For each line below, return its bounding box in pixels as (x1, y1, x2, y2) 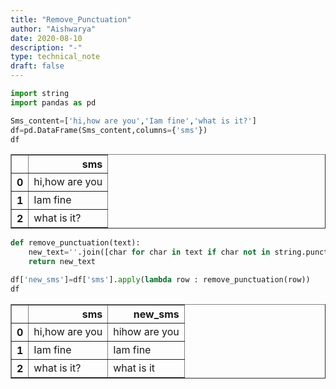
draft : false (10, 61, 65, 71)
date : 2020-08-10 (10, 33, 83, 43)
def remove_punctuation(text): (10, 238, 141, 248)
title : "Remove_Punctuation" (10, 14, 132, 25)
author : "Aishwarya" (10, 24, 97, 34)
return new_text (28, 257, 97, 267)
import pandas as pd (10, 97, 97, 108)
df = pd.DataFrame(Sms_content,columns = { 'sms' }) (10, 125, 208, 135)
